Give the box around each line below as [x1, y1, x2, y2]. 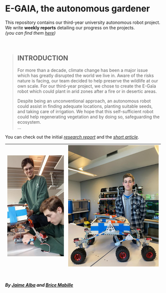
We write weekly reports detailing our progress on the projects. [5, 24, 135, 30]
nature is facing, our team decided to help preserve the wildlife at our [17, 77, 159, 83]
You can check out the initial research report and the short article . [5, 134, 139, 140]
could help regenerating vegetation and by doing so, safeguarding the [17, 114, 160, 120]
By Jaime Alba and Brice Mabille [5, 282, 74, 288]
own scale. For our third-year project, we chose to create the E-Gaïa [17, 83, 157, 89]
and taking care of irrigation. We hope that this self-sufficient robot [17, 108, 154, 114]
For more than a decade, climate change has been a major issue [17, 67, 148, 73]
